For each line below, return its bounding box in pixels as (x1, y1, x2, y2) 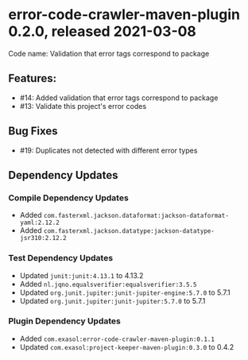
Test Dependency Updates (8, 253, 114, 264)
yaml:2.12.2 (19, 219, 60, 227)
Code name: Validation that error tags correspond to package (8, 48, 210, 58)
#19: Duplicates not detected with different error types (19, 145, 198, 155)
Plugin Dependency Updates (8, 315, 121, 327)
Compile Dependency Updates (8, 192, 129, 203)
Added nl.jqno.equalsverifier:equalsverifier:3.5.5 (19, 279, 197, 288)
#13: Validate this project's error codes (19, 101, 147, 110)
